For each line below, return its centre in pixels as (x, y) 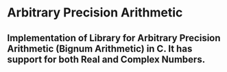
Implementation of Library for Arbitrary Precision (114, 38)
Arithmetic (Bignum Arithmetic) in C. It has (100, 48)
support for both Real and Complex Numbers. (106, 59)
